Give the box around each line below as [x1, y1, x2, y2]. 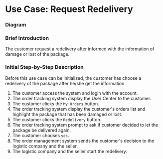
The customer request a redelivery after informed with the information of [5, 46, 155, 52]
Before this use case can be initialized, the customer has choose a [5, 75, 142, 81]
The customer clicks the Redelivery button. [12, 116, 102, 123]
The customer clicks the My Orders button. [12, 101, 100, 107]
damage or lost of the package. [5, 51, 70, 57]
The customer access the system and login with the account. [12, 90, 138, 96]
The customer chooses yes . [12, 132, 69, 138]
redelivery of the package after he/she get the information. [5, 80, 126, 86]
